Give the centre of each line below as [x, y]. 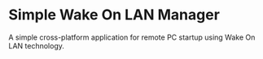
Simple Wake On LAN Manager [114, 15]
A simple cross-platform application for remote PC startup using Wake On [132, 37]
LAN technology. [37, 45]
